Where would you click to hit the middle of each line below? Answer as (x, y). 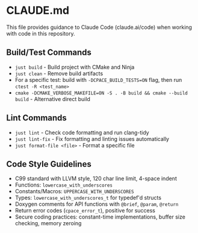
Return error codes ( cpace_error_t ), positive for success (85, 211)
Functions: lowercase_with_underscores (64, 185)
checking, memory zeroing (48, 223)
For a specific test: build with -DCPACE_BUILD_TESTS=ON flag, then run (98, 79)
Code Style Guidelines (49, 164)
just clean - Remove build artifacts (59, 73)
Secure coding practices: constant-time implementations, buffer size (100, 217)
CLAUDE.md (38, 11)
